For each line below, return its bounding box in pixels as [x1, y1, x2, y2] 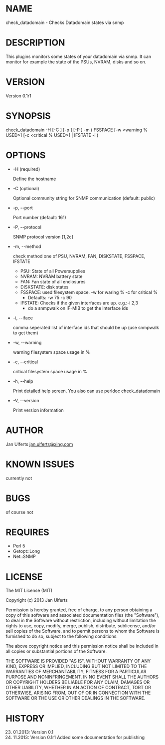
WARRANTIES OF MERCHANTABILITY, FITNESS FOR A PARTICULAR [5, 669, 147, 675]
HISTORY [5, 713, 45, 724]
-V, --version [12, 397, 39, 403]
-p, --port [12, 205, 33, 211]
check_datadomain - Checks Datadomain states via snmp [5, 19, 124, 25]
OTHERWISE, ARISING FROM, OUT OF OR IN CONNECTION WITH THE [5, 690, 151, 696]
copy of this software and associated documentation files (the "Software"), [5, 612, 160, 618]
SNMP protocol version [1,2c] [12, 234, 74, 240]
